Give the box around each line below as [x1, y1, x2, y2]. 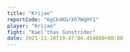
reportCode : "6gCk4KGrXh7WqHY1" [7, 16, 99, 23]
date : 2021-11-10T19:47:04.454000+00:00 [7, 35, 124, 42]
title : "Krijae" [7, 9, 53, 17]
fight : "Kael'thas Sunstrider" [7, 28, 96, 36]
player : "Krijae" [7, 22, 56, 29]
